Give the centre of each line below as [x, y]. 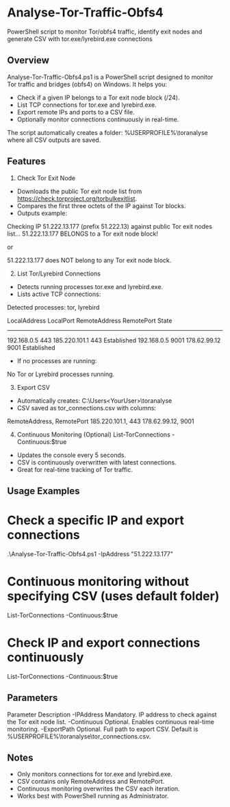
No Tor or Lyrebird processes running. [61, 374]
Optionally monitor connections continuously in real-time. [98, 119]
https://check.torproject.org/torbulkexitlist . [77, 198]
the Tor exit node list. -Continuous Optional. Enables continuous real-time [111, 721]
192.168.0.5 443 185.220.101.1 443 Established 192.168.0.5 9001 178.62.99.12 [114, 340]
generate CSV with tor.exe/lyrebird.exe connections [80, 38]
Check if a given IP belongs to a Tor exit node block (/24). [98, 97]
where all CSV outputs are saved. [54, 140]
